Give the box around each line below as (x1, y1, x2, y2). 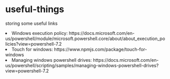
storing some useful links (5, 20, 58, 26)
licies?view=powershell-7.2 (5, 41, 62, 47)
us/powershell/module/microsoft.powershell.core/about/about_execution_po (5, 35, 165, 42)
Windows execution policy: (12, 30, 68, 36)
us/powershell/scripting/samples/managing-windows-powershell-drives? (5, 62, 159, 68)
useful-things (5, 4, 64, 15)
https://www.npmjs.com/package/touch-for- (54, 46, 147, 52)
